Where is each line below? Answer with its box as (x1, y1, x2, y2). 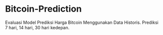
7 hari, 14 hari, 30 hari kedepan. (5, 24, 70, 30)
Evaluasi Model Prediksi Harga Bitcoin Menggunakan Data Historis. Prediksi (5, 19, 159, 25)
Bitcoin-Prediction (5, 3, 82, 15)
